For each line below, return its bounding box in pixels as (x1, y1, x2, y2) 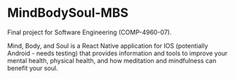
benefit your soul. (7, 64, 58, 72)
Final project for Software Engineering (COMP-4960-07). (7, 28, 172, 36)
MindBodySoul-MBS (7, 5, 128, 21)
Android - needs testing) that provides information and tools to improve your (7, 49, 228, 57)
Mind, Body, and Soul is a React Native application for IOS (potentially (7, 41, 208, 50)
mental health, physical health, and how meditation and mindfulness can (7, 56, 217, 64)
